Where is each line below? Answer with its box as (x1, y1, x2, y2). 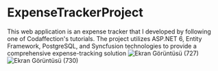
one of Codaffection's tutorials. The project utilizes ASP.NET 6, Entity (7, 34, 202, 42)
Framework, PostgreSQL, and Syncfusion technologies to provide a (7, 42, 197, 50)
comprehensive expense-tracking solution (7, 49, 127, 57)
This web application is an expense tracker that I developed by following (7, 27, 211, 35)
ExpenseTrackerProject (7, 5, 144, 20)
